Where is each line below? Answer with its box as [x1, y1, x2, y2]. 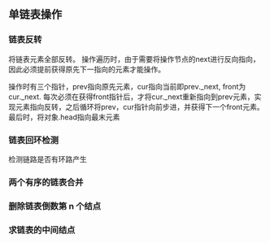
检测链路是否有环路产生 [8, 154, 87, 164]
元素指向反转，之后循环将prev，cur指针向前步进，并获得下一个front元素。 [15, 102, 264, 111]
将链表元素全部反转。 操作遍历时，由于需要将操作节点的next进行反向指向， [8, 54, 260, 63]
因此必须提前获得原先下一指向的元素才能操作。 [8, 64, 165, 74]
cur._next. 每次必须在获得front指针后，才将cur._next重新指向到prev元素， [8, 92, 255, 102]
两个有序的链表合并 [8, 176, 84, 188]
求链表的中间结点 [8, 224, 76, 236]
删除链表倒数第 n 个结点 [8, 200, 102, 211]
